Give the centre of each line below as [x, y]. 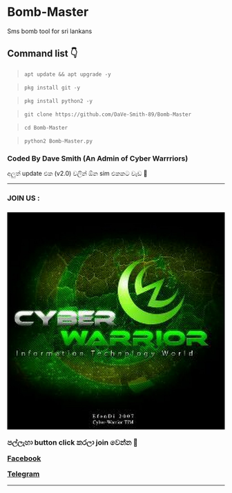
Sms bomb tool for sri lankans [50, 31]
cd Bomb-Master [46, 128]
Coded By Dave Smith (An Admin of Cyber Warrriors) [98, 158]
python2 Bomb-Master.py [58, 141]
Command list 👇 [42, 53]
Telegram [23, 474]
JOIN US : [23, 198]
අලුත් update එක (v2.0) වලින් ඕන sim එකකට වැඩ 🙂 [77, 174]
